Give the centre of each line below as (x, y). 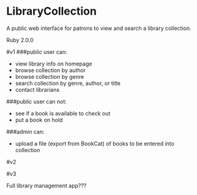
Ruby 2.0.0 (20, 40)
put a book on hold (39, 120)
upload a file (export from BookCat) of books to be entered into (95, 143)
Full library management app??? (46, 185)
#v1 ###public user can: (37, 52)
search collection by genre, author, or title (68, 83)
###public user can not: (37, 101)
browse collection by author (50, 70)
